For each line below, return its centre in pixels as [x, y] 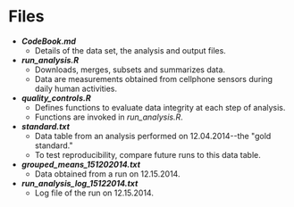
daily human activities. [76, 88]
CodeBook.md [49, 41]
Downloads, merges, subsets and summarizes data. [130, 70]
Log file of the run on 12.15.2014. [94, 193]
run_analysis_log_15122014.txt [80, 183]
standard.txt [46, 126]
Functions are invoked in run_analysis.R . [109, 117]
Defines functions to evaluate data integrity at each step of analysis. [160, 107]
